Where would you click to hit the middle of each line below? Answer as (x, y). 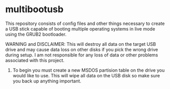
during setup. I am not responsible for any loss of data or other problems (82, 55)
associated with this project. (35, 60)
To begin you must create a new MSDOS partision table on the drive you (89, 70)
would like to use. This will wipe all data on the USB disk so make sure (86, 75)
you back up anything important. (47, 81)
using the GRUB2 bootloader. (36, 34)
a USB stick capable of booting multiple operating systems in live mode (80, 28)
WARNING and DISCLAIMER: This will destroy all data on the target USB (81, 44)
